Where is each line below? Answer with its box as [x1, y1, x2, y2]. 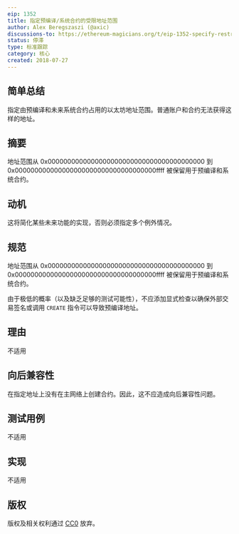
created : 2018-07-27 [7, 57, 69, 64]
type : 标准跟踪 [7, 43, 48, 51]
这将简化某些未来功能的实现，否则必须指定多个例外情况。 [7, 218, 176, 227]
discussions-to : [7, 30, 55, 38]
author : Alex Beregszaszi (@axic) [7, 24, 110, 31]
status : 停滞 [7, 37, 44, 44]
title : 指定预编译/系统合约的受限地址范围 [7, 17, 118, 24]
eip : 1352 [7, 10, 37, 18]
